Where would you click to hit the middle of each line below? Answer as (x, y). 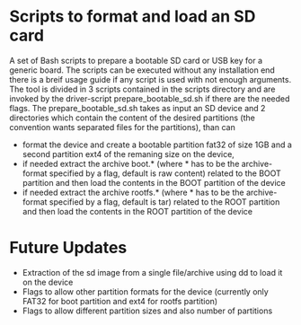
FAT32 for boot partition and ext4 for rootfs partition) (120, 301)
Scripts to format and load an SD (133, 17)
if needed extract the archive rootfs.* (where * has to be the (133, 192)
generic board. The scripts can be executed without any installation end (142, 70)
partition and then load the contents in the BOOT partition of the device (154, 182)
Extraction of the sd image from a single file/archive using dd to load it (152, 272)
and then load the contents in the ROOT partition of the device (137, 211)
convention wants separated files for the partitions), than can (122, 127)
